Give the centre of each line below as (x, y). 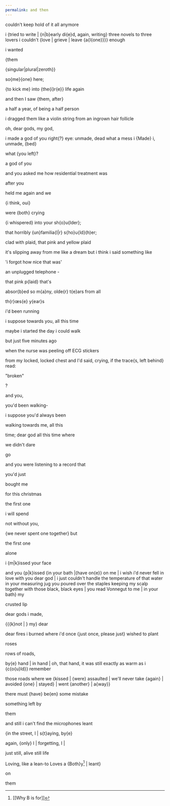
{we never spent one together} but (41, 533)
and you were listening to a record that (46, 464)
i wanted (14, 49)
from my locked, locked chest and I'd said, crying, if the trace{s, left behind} (85, 360)
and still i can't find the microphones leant (49, 723)
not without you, (22, 523)
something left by (24, 704)
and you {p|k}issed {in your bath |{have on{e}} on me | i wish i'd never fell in (85, 573)
